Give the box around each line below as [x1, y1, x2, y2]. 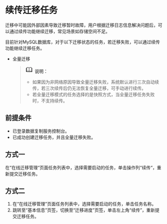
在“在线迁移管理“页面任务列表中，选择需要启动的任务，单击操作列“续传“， [5, 164, 157, 170]
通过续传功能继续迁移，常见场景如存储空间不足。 [9, 28, 110, 34]
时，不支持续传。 [32, 97, 68, 103]
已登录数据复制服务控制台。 [12, 128, 70, 134]
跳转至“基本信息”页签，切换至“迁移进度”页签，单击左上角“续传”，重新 [12, 207, 156, 213]
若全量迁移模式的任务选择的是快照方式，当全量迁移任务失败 [32, 91, 155, 97]
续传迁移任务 [5, 4, 58, 16]
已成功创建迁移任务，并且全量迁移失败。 [12, 134, 96, 140]
